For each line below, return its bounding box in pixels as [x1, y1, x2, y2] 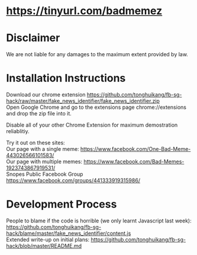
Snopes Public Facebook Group [6, 170, 83, 178]
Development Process [6, 198, 117, 211]
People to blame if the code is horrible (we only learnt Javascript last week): [6, 217, 192, 224]
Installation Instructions [6, 72, 126, 85]
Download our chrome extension [6, 91, 86, 98]
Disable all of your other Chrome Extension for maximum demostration [6, 121, 178, 128]
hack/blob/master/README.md [6, 243, 82, 249]
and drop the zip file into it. [6, 110, 72, 117]
